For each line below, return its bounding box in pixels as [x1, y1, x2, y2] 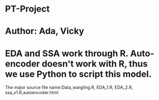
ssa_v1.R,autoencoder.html [5, 90, 59, 96]
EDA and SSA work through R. [5, 48, 129, 59]
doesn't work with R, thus [42, 58, 148, 69]
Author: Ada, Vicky [5, 26, 85, 37]
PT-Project [5, 3, 50, 15]
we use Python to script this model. [5, 68, 152, 80]
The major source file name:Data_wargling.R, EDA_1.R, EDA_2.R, [5, 84, 133, 90]
